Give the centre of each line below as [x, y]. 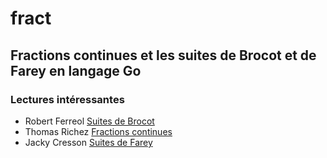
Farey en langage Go [76, 70]
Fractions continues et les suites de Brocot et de [163, 55]
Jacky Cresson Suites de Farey [88, 142]
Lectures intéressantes [67, 99]
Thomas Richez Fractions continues [98, 131]
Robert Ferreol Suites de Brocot [89, 121]
